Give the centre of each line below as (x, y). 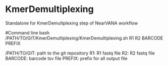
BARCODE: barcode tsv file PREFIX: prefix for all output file (66, 58)
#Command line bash (27, 32)
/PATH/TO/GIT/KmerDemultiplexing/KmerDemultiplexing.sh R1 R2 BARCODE (84, 38)
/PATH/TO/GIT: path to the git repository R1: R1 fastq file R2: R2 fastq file (80, 53)
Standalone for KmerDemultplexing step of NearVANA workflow (72, 23)
